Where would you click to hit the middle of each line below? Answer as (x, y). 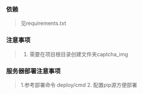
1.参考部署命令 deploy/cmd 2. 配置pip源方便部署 (79, 85)
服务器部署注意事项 (33, 71)
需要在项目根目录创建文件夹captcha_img (79, 54)
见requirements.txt (43, 23)
